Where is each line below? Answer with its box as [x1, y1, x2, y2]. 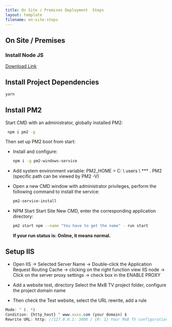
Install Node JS [5, 51, 44, 59]
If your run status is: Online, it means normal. [12, 233, 111, 239]
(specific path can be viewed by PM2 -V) [12, 173, 99, 180]
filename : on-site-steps [5, 17, 58, 22]
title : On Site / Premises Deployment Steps [5, 7, 104, 13]
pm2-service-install [12, 199, 57, 204]
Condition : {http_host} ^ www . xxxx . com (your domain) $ [5, 312, 127, 317]
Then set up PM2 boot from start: [5, 139, 76, 145]
